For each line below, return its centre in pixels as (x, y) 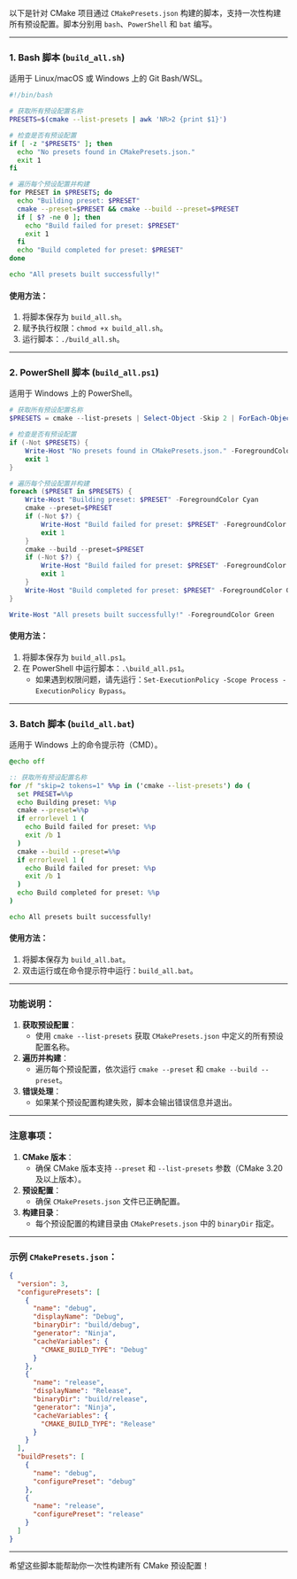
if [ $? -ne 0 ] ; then (59, 217)
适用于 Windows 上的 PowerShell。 (73, 393)
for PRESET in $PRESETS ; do (61, 193)
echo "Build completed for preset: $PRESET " (100, 251)
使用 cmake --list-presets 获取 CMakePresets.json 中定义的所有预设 (160, 1036)
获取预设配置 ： (49, 1025)
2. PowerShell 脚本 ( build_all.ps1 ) (84, 373)
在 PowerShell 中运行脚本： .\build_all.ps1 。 (105, 668)
